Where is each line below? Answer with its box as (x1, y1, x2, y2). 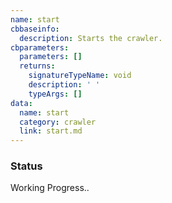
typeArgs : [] (28, 89, 83, 99)
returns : (19, 61, 56, 71)
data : (10, 98, 33, 108)
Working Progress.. (10, 182, 90, 194)
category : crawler (19, 117, 97, 127)
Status (10, 159, 43, 173)
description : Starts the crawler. (19, 33, 163, 43)
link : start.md (19, 126, 83, 136)
